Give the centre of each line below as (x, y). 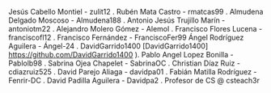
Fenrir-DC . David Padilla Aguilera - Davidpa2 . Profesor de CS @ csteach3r (134, 80)
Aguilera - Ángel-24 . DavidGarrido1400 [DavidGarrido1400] (108, 46)
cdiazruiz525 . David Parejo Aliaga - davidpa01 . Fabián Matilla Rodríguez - (133, 72)
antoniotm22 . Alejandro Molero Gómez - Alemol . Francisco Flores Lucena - (135, 29)
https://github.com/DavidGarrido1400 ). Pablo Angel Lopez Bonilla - (121, 55)
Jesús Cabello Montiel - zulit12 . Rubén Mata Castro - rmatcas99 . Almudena (136, 12)
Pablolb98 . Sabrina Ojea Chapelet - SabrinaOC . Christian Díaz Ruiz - (125, 63)
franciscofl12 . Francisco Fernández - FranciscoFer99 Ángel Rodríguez (126, 37)
